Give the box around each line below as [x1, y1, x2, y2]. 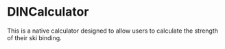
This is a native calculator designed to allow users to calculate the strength [7, 27, 218, 35]
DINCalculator [7, 4, 89, 20]
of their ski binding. [7, 33, 62, 42]
